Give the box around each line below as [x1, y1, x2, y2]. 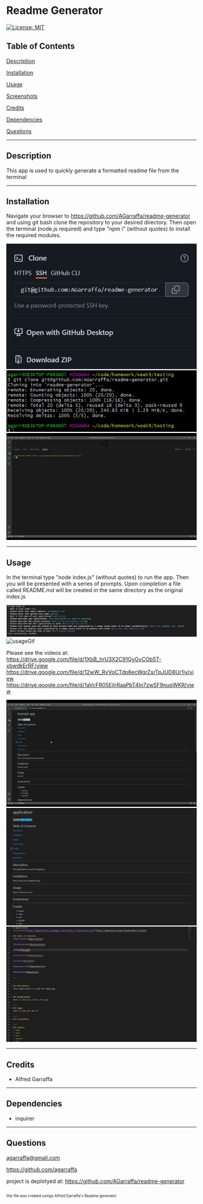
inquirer [14, 1115, 35, 1122]
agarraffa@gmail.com [6, 1154, 60, 1161]
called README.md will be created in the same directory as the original [6, 587, 183, 594]
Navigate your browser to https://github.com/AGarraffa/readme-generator [6, 212, 190, 220]
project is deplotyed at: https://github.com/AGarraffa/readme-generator [6, 1177, 185, 1185]
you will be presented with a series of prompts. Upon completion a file [6, 580, 181, 587]
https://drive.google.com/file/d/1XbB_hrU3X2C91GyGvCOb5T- [6, 656, 162, 663]
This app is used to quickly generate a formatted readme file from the [6, 167, 179, 174]
